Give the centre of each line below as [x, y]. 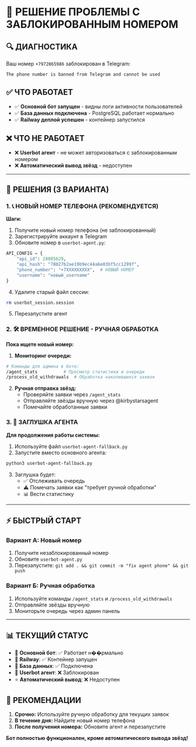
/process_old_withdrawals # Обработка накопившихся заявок [81, 377]
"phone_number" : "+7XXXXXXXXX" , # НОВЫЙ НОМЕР [75, 270]
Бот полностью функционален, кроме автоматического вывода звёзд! [97, 738]
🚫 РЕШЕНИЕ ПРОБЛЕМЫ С [73, 12]
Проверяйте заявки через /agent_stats [72, 395]
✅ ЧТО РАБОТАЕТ [40, 92]
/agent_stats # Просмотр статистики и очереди [75, 372]
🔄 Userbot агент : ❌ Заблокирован [57, 673]
